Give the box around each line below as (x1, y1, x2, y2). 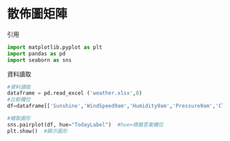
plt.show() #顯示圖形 (7, 127, 68, 134)
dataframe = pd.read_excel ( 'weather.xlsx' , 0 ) (7, 90, 142, 97)
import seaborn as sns (7, 56, 72, 64)
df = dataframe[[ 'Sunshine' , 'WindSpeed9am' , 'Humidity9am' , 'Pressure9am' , (7, 103, 216, 110)
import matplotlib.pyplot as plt (7, 44, 103, 51)
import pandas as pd (7, 50, 66, 57)
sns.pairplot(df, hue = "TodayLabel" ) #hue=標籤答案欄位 (7, 121, 164, 128)
